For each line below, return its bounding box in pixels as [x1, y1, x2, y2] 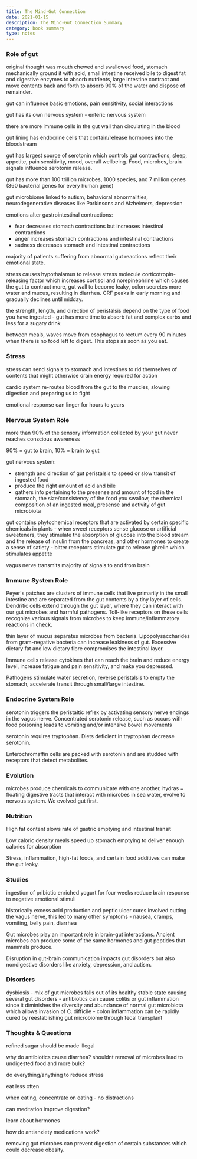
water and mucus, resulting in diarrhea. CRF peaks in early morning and [6, 290, 181, 297]
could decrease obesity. [6, 1146, 65, 1154]
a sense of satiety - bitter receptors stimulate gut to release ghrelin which [6, 544, 185, 551]
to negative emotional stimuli [6, 895, 76, 902]
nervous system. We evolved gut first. [6, 797, 98, 804]
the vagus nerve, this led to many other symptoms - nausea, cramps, [6, 913, 174, 920]
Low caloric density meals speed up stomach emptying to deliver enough [6, 837, 185, 844]
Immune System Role [6, 576, 68, 584]
